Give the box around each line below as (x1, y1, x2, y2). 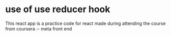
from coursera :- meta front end (5, 25, 72, 31)
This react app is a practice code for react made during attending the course (5, 20, 166, 26)
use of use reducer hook (5, 4, 110, 15)
